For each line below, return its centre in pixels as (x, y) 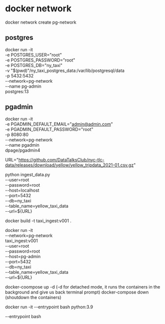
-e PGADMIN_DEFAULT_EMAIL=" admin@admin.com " (59, 124)
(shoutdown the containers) (33, 297)
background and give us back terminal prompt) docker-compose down (77, 292)
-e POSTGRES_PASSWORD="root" (40, 60)
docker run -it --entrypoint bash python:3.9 (49, 307)
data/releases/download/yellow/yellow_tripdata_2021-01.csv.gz (69, 165)
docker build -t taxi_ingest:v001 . (38, 221)
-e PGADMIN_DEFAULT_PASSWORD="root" (49, 129)
